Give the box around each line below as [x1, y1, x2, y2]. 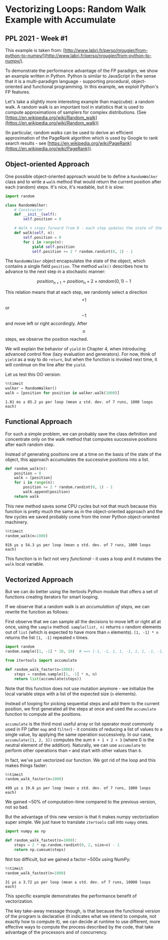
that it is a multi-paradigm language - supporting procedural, [5, 79, 130, 84]
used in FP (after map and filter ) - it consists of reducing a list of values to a [5, 726, 162, 732]
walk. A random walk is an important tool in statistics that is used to [5, 104, 144, 110]
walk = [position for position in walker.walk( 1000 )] [5, 390, 120, 395]
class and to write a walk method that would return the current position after [5, 179, 161, 185]
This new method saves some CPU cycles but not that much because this [5, 503, 157, 509]
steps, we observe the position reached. [5, 336, 88, 342]
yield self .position [31, 244, 75, 249]
